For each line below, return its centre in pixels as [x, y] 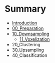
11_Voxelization [34, 39]
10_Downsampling [30, 34]
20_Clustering [26, 44]
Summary [25, 9]
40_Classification [29, 55]
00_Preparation [28, 28]
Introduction [24, 23]
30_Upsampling [28, 50]
